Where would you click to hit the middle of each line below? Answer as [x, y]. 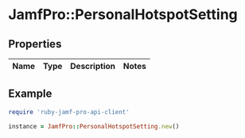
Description [93, 66]
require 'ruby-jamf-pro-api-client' [69, 112]
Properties [35, 44]
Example [30, 94]
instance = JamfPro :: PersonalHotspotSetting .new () [94, 126]
